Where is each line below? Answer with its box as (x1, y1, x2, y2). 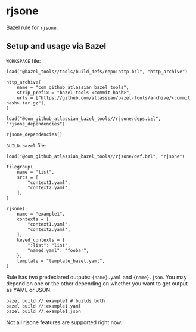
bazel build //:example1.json (6, 308, 82, 314)
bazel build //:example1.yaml (6, 303, 82, 309)
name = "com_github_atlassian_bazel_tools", (17, 84, 129, 90)
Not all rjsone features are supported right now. (6, 318, 123, 326)
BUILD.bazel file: (6, 142, 46, 149)
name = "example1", (17, 211, 66, 217)
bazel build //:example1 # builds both (6, 297, 105, 304)
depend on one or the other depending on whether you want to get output (6, 279, 188, 287)
